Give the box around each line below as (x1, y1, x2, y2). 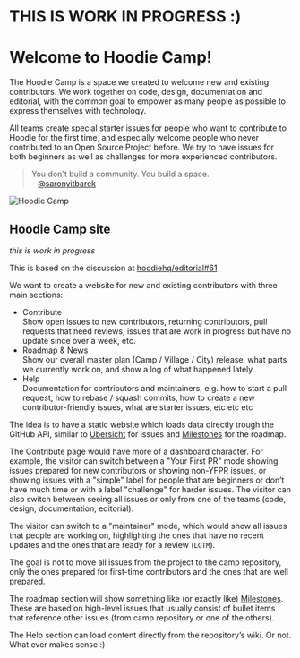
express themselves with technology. (9, 106, 147, 116)
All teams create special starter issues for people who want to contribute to (9, 123, 287, 133)
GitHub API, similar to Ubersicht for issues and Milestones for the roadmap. (9, 428, 287, 440)
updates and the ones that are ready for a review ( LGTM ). (9, 539, 216, 550)
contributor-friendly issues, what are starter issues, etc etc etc (21, 401, 253, 413)
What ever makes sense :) (9, 638, 106, 650)
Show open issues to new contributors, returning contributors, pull (21, 316, 268, 327)
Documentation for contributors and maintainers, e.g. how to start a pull (21, 382, 287, 393)
